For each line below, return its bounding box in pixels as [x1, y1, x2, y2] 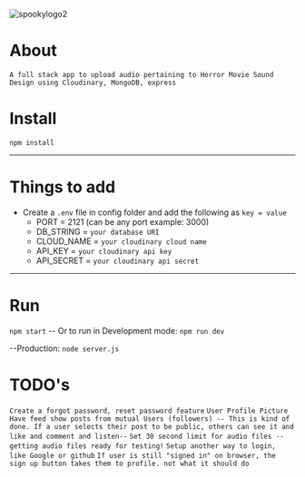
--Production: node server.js [9, 343, 120, 354]
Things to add [9, 177, 116, 198]
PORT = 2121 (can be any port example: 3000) [35, 216, 210, 227]
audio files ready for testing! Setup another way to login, [42, 441, 277, 451]
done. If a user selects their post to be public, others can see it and [9, 422, 295, 431]
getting [9, 441, 39, 451]
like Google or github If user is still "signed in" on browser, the [9, 451, 277, 460]
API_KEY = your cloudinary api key [35, 245, 172, 256]
